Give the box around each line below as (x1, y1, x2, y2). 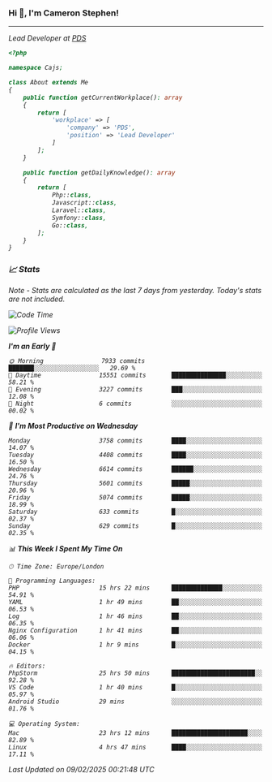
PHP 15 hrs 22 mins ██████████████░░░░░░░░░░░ (8, 584, 263, 592)
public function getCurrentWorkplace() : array (23, 93, 183, 102)
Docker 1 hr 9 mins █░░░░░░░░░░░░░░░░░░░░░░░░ (8, 641, 263, 649)
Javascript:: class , (51, 199, 117, 207)
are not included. (8, 294, 66, 304)
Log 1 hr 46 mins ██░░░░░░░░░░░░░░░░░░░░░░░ (8, 612, 263, 620)
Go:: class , (51, 221, 89, 230)
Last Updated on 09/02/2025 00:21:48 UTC (8, 764, 155, 774)
